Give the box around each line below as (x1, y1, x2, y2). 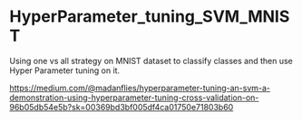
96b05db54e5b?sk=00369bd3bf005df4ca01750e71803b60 (9, 101, 234, 112)
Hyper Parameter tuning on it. (9, 65, 121, 76)
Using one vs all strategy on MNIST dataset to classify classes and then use (9, 55, 293, 66)
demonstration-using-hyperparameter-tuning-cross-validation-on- (9, 92, 259, 103)
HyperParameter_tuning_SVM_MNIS (9, 6, 290, 27)
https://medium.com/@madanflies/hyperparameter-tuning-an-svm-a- (9, 82, 270, 93)
